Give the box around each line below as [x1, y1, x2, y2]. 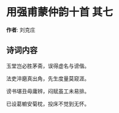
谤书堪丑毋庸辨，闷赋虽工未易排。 [6, 87, 90, 95]
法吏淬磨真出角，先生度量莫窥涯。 [6, 75, 90, 82]
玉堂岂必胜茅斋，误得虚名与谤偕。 [6, 62, 90, 69]
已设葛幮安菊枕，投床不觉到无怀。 [6, 100, 90, 107]
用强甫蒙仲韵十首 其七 [6, 5, 113, 19]
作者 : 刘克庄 [6, 26, 36, 33]
